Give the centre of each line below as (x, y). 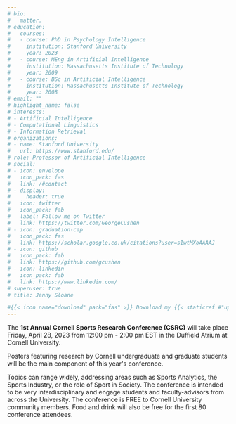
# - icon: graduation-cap (45, 229)
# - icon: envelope (36, 171)
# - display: (26, 191)
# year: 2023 (33, 53)
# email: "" (25, 99)
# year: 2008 (33, 92)
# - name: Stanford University (53, 145)
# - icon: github (33, 249)
